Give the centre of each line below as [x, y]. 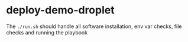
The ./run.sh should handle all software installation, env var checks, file [94, 26]
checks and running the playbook [47, 32]
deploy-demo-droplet [60, 10]
